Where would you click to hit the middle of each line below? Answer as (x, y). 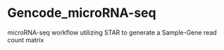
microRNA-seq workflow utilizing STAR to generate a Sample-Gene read (112, 32)
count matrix (26, 39)
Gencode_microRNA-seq (82, 13)
